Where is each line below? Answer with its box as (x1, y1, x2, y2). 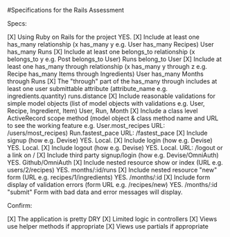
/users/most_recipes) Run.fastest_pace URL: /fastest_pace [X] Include (7, 129, 208, 137)
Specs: (7, 19, 28, 27)
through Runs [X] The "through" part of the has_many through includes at (7, 77, 218, 85)
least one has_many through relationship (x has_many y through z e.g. (7, 63, 208, 70)
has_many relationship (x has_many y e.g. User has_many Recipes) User (7, 40, 214, 48)
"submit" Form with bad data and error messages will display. (7, 188, 183, 196)
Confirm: (7, 202, 33, 209)
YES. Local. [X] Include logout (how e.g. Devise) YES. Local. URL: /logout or (7, 144, 223, 152)
